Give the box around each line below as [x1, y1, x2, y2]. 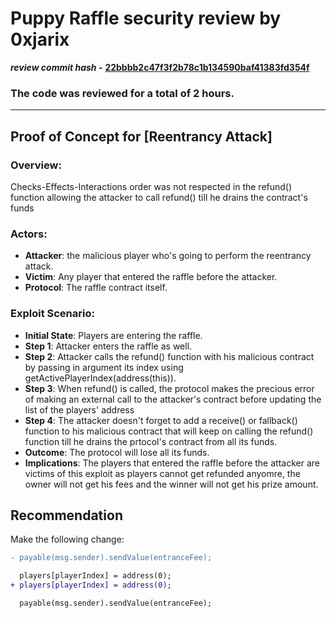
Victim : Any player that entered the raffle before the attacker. [24, 271, 278, 283]
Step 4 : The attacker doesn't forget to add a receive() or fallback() [24, 414, 298, 426]
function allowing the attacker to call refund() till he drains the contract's [10, 191, 308, 203]
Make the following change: [10, 533, 125, 546]
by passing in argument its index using [24, 361, 184, 373]
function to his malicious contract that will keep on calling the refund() [24, 425, 314, 437]
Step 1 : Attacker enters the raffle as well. [24, 340, 193, 352]
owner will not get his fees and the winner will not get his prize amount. [24, 478, 319, 490]
